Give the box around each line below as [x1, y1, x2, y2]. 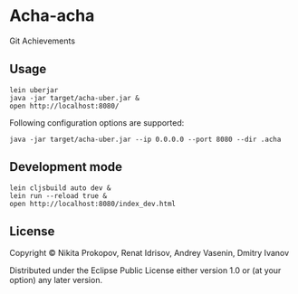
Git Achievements [9, 35, 75, 46]
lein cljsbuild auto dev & [9, 183, 111, 193]
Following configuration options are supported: [9, 117, 185, 128]
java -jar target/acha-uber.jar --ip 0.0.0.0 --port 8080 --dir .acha [9, 135, 282, 144]
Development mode [9, 159, 123, 175]
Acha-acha [9, 5, 95, 26]
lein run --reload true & [9, 191, 107, 200]
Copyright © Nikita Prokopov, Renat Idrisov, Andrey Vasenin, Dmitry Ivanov [9, 248, 290, 259]
